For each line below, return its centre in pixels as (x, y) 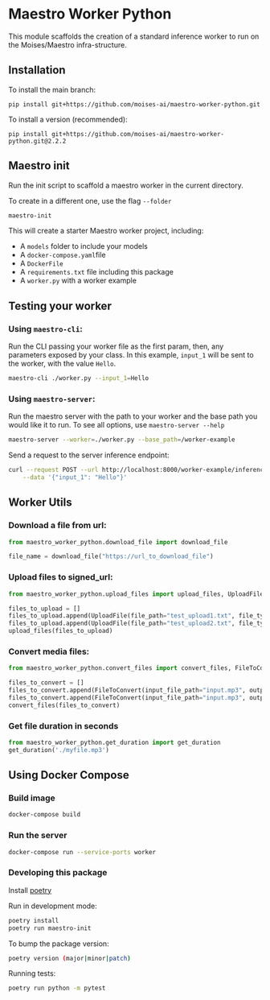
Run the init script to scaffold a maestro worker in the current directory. (126, 185)
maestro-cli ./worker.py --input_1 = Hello (79, 378)
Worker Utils (40, 503)
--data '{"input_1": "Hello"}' (75, 477)
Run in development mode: (53, 906)
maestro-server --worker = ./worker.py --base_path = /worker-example (122, 440)
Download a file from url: (57, 526)
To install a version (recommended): (68, 119)
